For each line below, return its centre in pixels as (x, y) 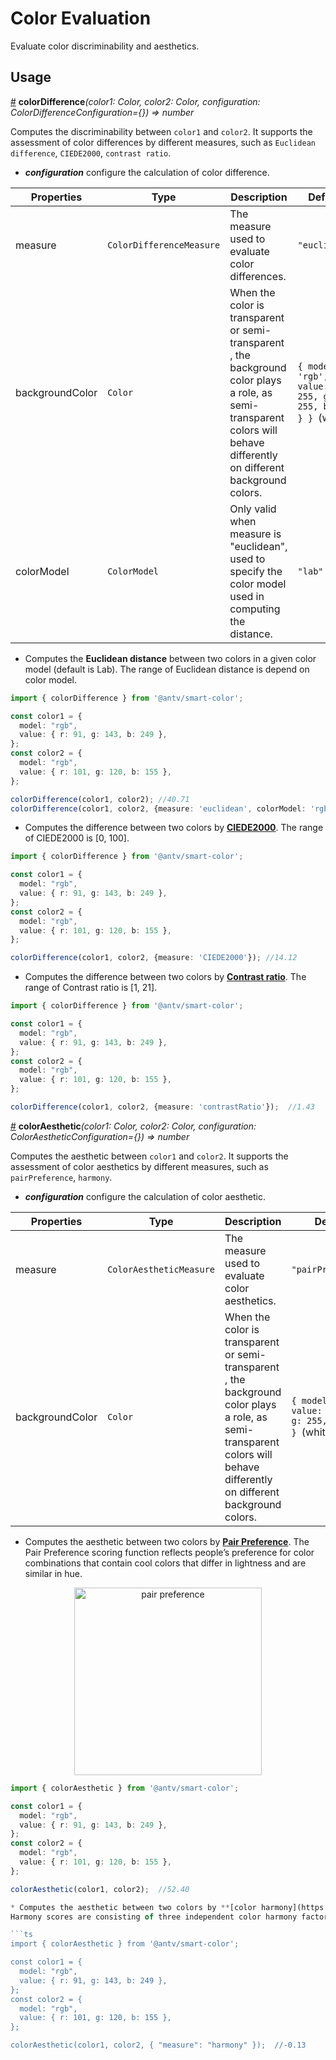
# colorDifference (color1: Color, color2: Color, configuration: (135, 101)
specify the (256, 571)
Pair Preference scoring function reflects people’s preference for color (169, 1552)
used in (247, 596)
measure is (255, 534)
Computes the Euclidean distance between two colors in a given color (170, 658)
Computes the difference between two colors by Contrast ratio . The (165, 977)
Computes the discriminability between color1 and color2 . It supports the (161, 131)
